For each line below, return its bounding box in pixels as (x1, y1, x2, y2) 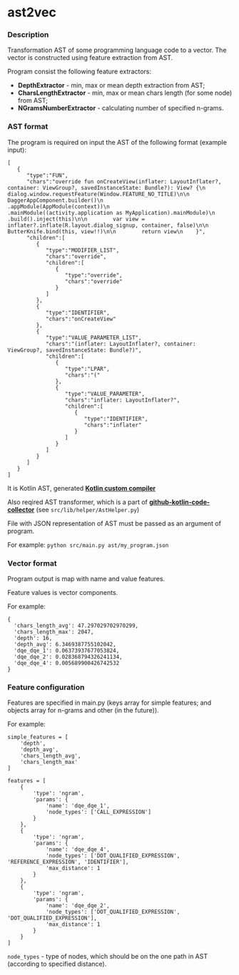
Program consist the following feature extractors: (7, 67, 152, 76)
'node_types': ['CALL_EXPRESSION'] (45, 809, 152, 816)
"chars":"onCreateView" (45, 315, 116, 322)
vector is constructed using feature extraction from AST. (7, 53, 173, 62)
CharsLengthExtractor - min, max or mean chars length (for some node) (17, 88, 233, 97)
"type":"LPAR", (64, 365, 111, 372)
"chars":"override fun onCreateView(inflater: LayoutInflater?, (26, 178, 222, 185)
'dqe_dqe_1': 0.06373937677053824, (14, 647, 120, 655)
